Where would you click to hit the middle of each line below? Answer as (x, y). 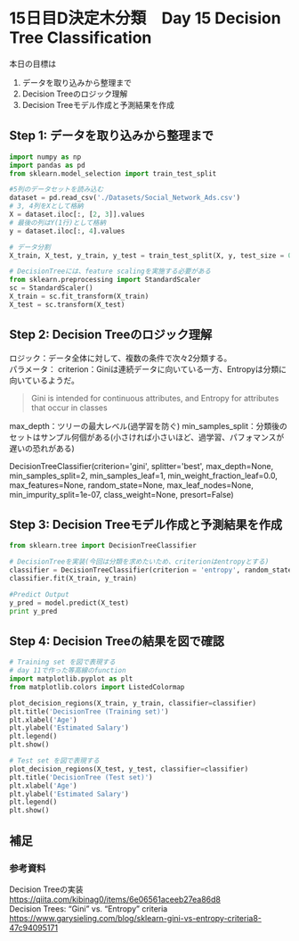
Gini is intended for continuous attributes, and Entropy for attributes (155, 398)
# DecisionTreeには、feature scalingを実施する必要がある (110, 272)
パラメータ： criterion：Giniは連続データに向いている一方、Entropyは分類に (148, 369)
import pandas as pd (48, 165)
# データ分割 (30, 247)
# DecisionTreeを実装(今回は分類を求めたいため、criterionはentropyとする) (139, 562)
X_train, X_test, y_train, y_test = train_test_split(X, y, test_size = (147, 255)
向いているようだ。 (44, 380)
